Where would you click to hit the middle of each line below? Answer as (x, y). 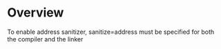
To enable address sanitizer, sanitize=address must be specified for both (111, 32)
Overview (36, 13)
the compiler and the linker (45, 39)
